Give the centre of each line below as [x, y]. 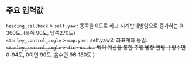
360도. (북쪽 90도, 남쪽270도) [41, 33]
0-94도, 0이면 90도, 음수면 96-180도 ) [51, 55]
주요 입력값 [25, 10]
